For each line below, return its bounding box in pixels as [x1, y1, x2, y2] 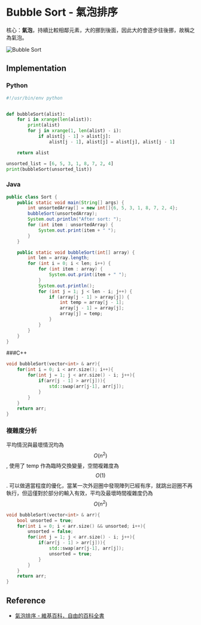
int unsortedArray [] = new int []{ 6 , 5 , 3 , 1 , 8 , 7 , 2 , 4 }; [28, 205, 178, 211]
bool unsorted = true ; [17, 517, 74, 524]
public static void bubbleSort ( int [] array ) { [17, 250, 135, 256]
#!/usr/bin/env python [6, 95, 63, 101]
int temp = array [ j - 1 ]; [59, 299, 124, 306]
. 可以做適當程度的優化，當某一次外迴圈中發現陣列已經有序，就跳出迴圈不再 [6, 482, 193, 489]
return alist [17, 149, 50, 156]
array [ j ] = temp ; [59, 311, 103, 317]
